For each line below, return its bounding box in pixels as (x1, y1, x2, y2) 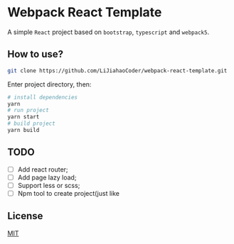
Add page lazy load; (17, 173, 77, 182)
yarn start (7, 113, 40, 121)
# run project (7, 107, 50, 114)
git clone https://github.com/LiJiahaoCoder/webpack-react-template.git (7, 67, 228, 74)
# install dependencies (7, 94, 78, 101)
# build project (7, 120, 55, 128)
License (7, 210, 43, 222)
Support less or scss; (17, 181, 80, 189)
